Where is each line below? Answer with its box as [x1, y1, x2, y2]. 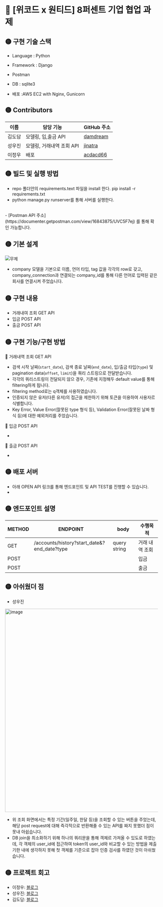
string [113, 545, 126, 552]
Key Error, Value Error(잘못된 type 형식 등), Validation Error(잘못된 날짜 [12, 407, 150, 412]
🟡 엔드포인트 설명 [5, 504, 56, 513]
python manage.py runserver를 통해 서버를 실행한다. [12, 196, 114, 202]
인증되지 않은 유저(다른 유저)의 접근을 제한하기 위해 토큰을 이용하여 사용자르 [12, 394, 155, 400]
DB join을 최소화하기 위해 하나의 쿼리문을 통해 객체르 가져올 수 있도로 [12, 835, 143, 840]
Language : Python [12, 53, 50, 58]
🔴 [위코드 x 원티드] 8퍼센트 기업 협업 [5, 4, 142, 16]
